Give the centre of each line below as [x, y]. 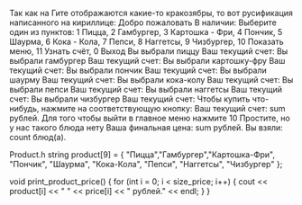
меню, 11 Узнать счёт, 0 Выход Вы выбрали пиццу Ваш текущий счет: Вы [149, 51]
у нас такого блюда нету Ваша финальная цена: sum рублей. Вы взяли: [146, 128]
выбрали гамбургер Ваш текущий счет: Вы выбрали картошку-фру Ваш [147, 61]
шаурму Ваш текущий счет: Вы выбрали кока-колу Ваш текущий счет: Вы [151, 80]
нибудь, [24, 108]
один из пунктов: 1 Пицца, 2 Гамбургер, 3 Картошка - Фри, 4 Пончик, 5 [146, 32]
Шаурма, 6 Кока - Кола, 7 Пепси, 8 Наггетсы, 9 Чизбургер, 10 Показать [146, 41]
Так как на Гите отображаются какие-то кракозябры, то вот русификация [151, 13]
